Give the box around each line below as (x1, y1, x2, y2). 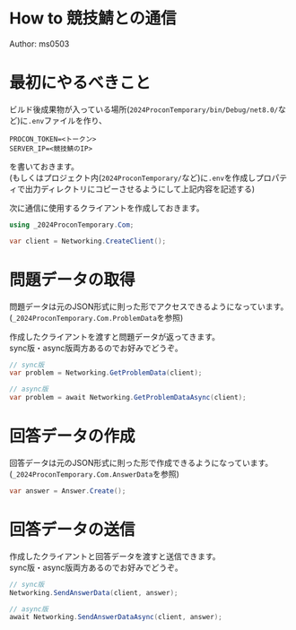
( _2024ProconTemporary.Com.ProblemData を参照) (9, 312, 184, 323)
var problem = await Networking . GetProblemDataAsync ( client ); (9, 393, 247, 402)
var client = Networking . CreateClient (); (9, 237, 167, 246)
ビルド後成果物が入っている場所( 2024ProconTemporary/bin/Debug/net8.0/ (9, 104, 279, 115)
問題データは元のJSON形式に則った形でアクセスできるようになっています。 (9, 301, 289, 312)
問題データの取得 (9, 270, 136, 289)
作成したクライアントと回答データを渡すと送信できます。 (9, 550, 222, 561)
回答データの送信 (9, 520, 136, 540)
